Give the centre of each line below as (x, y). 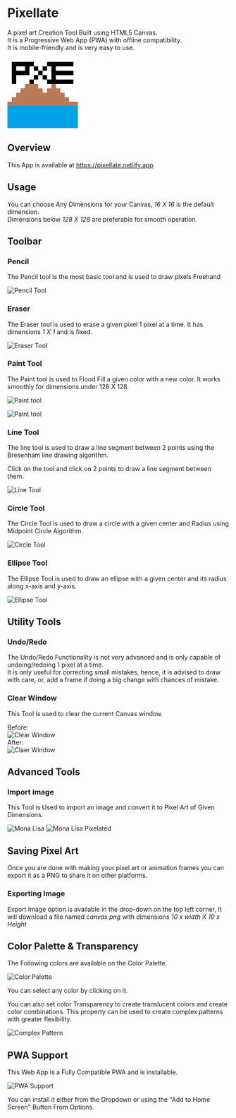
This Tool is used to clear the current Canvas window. (85, 713)
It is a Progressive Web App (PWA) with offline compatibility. (95, 40)
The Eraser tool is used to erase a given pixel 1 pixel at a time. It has (105, 324)
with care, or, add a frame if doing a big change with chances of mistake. (113, 680)
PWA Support (38, 1055)
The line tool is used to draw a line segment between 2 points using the (111, 448)
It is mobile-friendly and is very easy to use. (71, 47)
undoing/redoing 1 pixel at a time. (56, 665)
